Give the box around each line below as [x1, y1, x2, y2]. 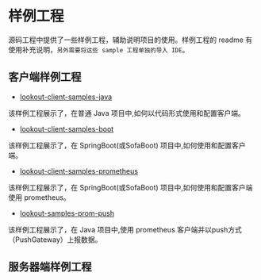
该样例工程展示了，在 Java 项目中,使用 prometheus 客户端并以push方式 [8, 224, 242, 234]
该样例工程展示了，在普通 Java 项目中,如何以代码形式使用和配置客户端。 [8, 108, 246, 117]
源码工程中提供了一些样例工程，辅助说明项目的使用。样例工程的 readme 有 [8, 35, 253, 44]
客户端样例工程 [8, 71, 82, 84]
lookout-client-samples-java [19, 92, 113, 102]
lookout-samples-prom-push [19, 208, 115, 218]
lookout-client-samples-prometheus [19, 166, 139, 175]
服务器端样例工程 [8, 260, 92, 274]
